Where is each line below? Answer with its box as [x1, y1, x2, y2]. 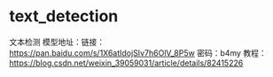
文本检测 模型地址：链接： [9, 36, 105, 47]
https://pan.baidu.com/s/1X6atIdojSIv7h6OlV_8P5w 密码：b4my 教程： [9, 47, 268, 58]
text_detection [9, 6, 119, 27]
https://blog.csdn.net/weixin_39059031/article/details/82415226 [9, 58, 244, 68]
